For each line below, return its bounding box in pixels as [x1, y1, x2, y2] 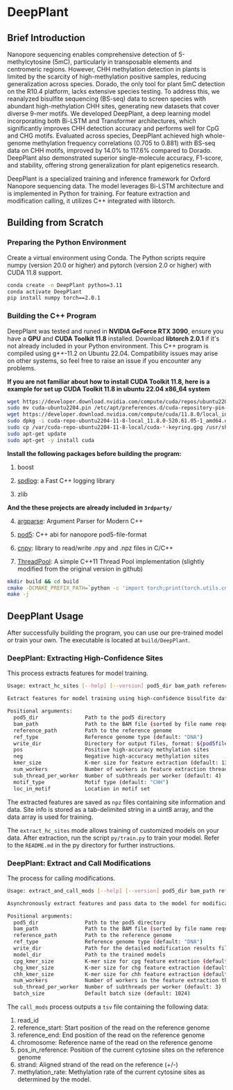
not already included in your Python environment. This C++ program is [7, 341, 209, 350]
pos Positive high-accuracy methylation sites [13, 747, 209, 754]
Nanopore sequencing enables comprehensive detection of [7, 50, 178, 58]
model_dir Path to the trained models [13, 951, 166, 958]
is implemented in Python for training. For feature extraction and [7, 189, 191, 197]
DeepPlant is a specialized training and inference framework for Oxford [7, 174, 211, 183]
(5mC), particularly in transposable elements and [52, 58, 192, 66]
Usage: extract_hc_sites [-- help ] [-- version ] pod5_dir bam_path [7, 683, 200, 690]
